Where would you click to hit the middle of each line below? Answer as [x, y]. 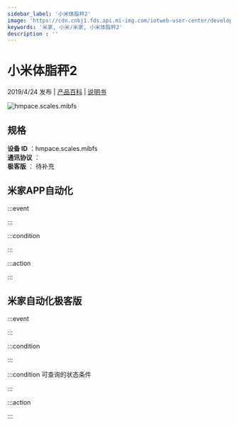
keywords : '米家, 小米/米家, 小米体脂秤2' [65, 27]
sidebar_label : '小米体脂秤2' [49, 14]
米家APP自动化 [40, 191]
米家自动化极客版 [45, 301]
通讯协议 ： [24, 157]
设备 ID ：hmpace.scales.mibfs [52, 148]
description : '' [33, 34]
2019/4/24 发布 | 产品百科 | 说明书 [57, 92]
